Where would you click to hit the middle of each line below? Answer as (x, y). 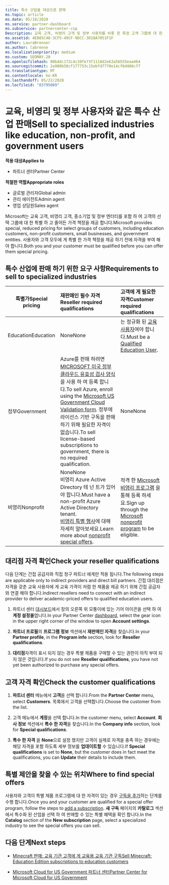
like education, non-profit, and (70, 135)
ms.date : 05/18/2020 (27, 19)
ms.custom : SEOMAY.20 (28, 57)
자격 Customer (137, 299)
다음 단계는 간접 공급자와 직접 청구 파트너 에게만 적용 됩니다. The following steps (84, 574)
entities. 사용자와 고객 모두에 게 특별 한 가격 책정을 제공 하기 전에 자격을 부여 (80, 239)
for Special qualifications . (40, 730)
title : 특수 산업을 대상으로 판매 (35, 10)
